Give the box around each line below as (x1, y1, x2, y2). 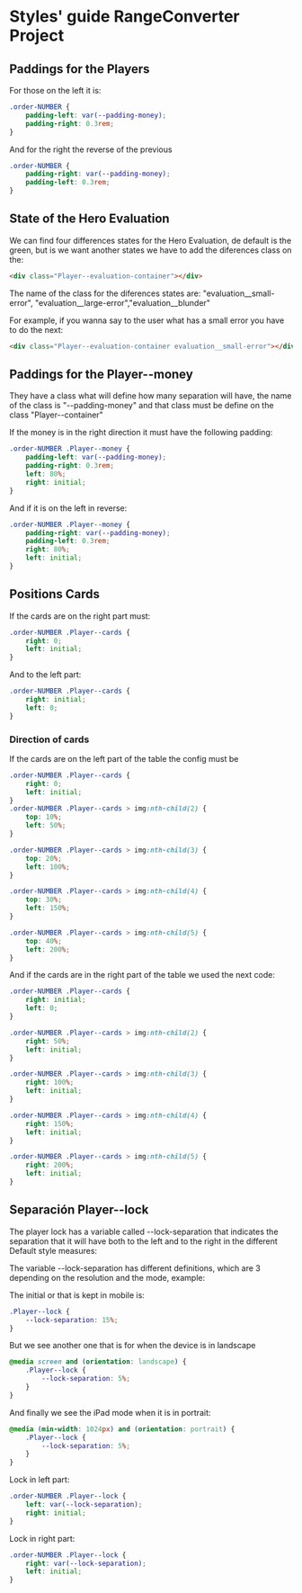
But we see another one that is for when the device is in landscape (9, 1340, 256, 1351)
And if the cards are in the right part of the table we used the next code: (9, 970, 276, 980)
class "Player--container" (9, 409, 103, 420)
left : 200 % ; (25, 944, 70, 954)
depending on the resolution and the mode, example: (9, 1272, 206, 1283)
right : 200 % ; (25, 1160, 75, 1170)
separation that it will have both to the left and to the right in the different (9, 1235, 279, 1247)
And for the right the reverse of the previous (9, 144, 173, 155)
